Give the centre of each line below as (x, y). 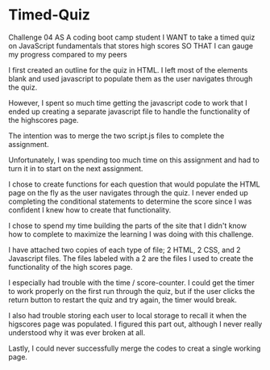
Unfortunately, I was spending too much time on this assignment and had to (134, 160)
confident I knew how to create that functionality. (90, 210)
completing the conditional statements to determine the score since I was (130, 201)
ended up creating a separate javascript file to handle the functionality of (129, 111)
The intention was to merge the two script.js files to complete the (116, 136)
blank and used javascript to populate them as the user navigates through (131, 78)
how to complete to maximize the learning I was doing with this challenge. (131, 234)
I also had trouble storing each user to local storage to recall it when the (128, 315)
